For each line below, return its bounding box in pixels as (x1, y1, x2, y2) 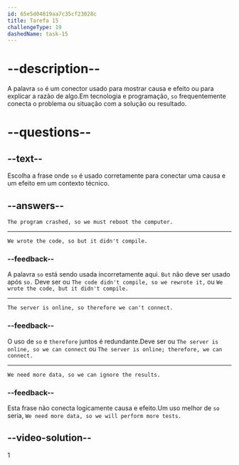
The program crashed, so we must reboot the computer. (7, 218, 174, 225)
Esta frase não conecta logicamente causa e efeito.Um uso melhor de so (7, 403, 221, 412)
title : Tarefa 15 (7, 17, 59, 24)
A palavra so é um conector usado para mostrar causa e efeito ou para (7, 85, 215, 93)
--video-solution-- (7, 432, 92, 444)
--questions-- (7, 124, 91, 141)
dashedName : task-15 (7, 30, 69, 38)
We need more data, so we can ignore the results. (7, 371, 161, 378)
